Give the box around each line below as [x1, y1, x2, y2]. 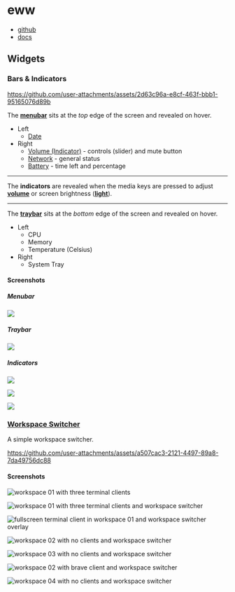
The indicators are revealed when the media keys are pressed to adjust [7, 181, 213, 190]
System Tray [27, 260, 64, 268]
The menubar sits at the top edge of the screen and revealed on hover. [7, 111, 212, 119]
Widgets [7, 53, 45, 65]
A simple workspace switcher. [7, 435, 94, 444]
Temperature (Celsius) [27, 245, 93, 253]
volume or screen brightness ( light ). [7, 189, 113, 197]
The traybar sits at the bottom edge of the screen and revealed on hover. [7, 209, 218, 218]
